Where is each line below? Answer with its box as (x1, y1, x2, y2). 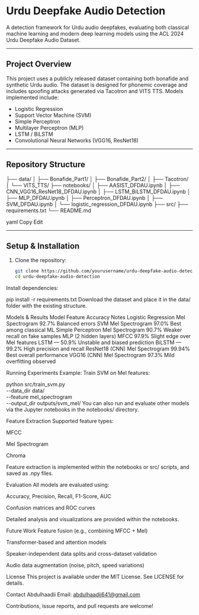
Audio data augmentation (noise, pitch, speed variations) (6, 562, 145, 569)
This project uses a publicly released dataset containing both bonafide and (6, 75, 189, 82)
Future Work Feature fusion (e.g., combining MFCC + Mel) (6, 527, 148, 534)
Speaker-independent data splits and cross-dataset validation (6, 550, 157, 557)
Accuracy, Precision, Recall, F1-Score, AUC (6, 493, 111, 500)
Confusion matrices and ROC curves (6, 504, 96, 511)
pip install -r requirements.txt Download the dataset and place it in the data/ (6, 296, 191, 303)
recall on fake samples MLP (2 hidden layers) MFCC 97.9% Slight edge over (6, 333, 191, 340)
